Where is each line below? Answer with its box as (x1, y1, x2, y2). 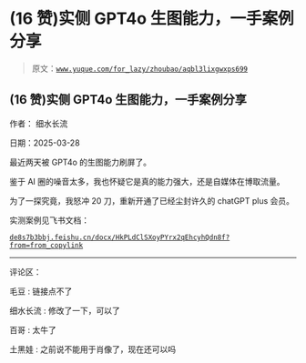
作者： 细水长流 (9, 117, 68, 128)
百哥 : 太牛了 (9, 324, 56, 335)
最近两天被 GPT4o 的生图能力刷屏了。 (9, 156, 152, 167)
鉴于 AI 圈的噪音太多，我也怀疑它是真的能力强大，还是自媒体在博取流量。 (9, 176, 285, 187)
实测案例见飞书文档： (9, 215, 89, 226)
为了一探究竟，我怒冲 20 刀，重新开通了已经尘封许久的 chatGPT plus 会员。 (9, 195, 294, 206)
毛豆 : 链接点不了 (9, 286, 73, 297)
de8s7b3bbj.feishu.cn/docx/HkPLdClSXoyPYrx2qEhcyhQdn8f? (9, 233, 230, 242)
